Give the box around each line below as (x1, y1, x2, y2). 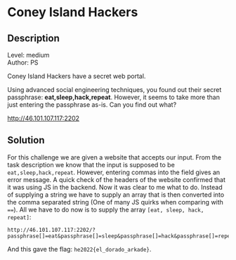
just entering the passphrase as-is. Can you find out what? (7, 100, 177, 109)
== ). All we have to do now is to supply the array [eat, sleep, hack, (7, 205, 204, 214)
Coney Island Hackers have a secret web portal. (7, 72, 146, 80)
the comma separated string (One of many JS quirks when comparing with (7, 197, 223, 206)
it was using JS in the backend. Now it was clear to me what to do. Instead (7, 183, 223, 191)
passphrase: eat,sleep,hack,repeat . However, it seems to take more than (7, 93, 220, 101)
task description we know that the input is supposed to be (7, 160, 176, 169)
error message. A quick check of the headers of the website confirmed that (7, 175, 226, 183)
